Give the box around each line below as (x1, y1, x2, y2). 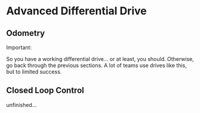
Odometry (6, 28, 45, 38)
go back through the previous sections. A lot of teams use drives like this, (6, 62, 187, 69)
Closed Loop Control (6, 85, 85, 96)
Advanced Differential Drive (6, 4, 147, 18)
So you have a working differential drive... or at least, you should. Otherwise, (6, 56, 194, 62)
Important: (6, 44, 32, 51)
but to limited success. (6, 68, 62, 75)
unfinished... (6, 101, 37, 108)
